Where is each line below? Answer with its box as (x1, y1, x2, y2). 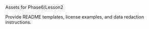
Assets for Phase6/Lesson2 (5, 4, 64, 10)
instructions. (5, 19, 32, 25)
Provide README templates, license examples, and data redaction (5, 14, 144, 19)
